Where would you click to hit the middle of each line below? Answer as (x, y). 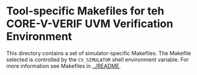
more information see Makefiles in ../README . (63, 66)
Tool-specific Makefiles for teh (85, 11)
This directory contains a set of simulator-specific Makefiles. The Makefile (99, 53)
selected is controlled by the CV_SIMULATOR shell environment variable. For (98, 59)
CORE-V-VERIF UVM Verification (90, 24)
